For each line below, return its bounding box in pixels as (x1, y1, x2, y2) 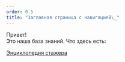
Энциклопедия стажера (6, 49, 68, 56)
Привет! (6, 31, 27, 38)
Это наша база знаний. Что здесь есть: (6, 37, 106, 45)
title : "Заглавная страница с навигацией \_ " (6, 14, 120, 20)
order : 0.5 (6, 8, 34, 15)
